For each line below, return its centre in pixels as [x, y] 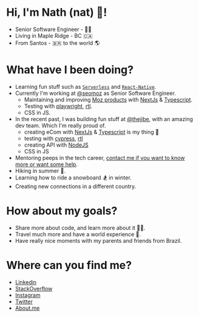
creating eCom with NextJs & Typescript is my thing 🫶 [92, 132]
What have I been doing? [70, 70]
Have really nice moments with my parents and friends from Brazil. [98, 240]
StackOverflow [34, 288]
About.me [27, 308]
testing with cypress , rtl [53, 138]
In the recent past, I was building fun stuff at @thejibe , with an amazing [104, 119]
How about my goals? [62, 211]
